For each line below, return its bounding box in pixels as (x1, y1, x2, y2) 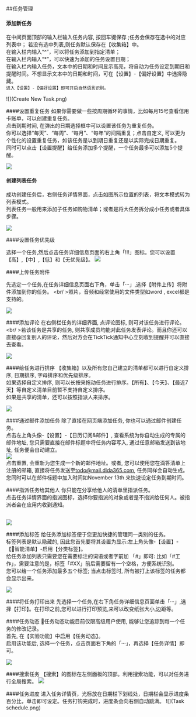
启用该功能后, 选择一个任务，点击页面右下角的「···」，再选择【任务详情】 (6, 640, 180, 647)
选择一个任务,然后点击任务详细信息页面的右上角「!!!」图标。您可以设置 (6, 249, 176, 256)
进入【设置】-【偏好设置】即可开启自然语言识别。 (6, 85, 109, 91)
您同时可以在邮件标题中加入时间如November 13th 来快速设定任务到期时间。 (6, 474, 187, 481)
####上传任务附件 (6, 269, 50, 276)
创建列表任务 (6, 177, 37, 184)
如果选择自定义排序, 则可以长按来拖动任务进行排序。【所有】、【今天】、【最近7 (6, 379, 188, 386)
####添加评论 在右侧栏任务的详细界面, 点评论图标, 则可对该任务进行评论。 (6, 319, 185, 326)
